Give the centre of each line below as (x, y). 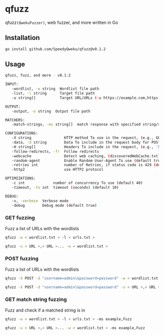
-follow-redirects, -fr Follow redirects (55, 151)
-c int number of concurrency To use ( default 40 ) (77, 183)
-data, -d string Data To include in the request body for (81, 142)
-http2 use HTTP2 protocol (58, 170)
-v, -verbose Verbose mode (40, 201)
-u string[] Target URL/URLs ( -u (56, 98)
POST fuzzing (22, 258)
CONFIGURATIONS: (21, 133)
